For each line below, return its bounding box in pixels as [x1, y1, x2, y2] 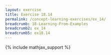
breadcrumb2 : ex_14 [5, 26, 46, 31]
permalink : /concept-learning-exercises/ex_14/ [5, 16, 106, 21]
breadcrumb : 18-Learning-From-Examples [5, 21, 88, 26]
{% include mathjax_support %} [5, 44, 71, 50]
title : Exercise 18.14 [5, 12, 52, 17]
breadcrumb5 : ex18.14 [5, 30, 50, 35]
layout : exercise [5, 7, 41, 12]
